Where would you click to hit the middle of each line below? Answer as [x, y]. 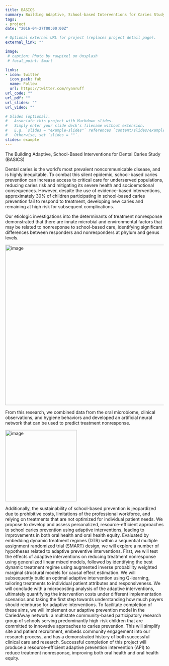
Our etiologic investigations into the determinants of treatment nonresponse [84, 216]
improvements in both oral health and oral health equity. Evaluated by [77, 535]
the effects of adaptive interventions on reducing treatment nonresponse [80, 556]
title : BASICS [20, 10]
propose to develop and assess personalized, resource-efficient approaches [84, 524]
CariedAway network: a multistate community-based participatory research [83, 615]
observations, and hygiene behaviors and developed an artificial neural [79, 418]
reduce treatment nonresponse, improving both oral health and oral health [82, 652]
